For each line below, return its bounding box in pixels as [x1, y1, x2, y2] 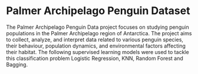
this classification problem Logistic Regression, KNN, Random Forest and [6, 55, 184, 62]
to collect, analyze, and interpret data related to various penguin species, [6, 36, 184, 43]
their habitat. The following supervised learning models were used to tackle [6, 48, 190, 55]
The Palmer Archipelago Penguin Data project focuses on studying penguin [6, 23, 190, 31]
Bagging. [6, 60, 28, 68]
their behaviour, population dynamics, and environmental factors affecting [6, 42, 186, 49]
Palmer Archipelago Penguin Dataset [6, 4, 190, 18]
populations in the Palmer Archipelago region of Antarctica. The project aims [6, 29, 192, 36]
